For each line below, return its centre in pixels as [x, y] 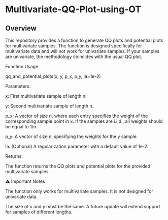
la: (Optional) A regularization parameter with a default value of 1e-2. [77, 146]
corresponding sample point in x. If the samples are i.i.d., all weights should [84, 121]
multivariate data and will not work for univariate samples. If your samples [82, 51]
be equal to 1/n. [21, 127]
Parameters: [18, 86]
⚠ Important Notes [25, 181]
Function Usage [22, 66]
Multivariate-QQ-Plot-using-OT [73, 9]
